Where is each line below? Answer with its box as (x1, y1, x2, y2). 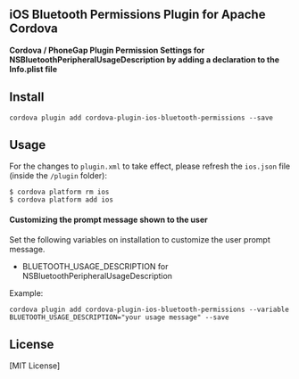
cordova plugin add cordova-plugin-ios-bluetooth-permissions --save (9, 113, 274, 122)
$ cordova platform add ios (9, 195, 114, 204)
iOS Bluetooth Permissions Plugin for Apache (9, 7, 266, 22)
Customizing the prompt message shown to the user (9, 214, 208, 226)
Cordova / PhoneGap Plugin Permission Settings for (9, 45, 205, 55)
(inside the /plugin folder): (9, 170, 107, 181)
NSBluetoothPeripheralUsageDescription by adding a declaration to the (9, 54, 279, 65)
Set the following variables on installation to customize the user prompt (9, 234, 270, 244)
